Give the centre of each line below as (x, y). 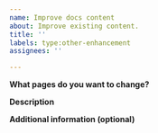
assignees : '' (36, 51)
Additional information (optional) (72, 120)
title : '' (28, 34)
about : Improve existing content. (74, 26)
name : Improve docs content (62, 18)
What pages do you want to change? (79, 84)
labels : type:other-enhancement (70, 43)
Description (32, 102)
